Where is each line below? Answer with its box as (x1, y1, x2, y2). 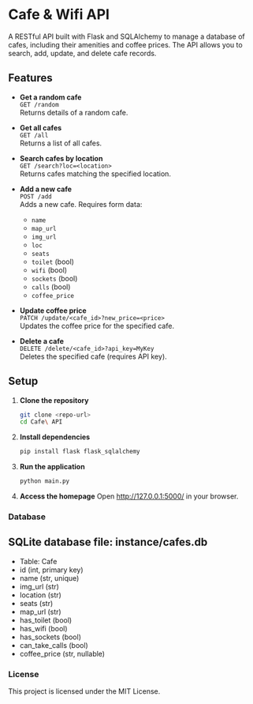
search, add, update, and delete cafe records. (8, 48, 157, 58)
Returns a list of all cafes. (19, 138, 102, 148)
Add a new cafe (19, 184, 73, 194)
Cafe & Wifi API (8, 6, 110, 24)
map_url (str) (19, 607, 61, 616)
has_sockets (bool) (19, 632, 81, 642)
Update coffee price (19, 306, 87, 315)
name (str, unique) (19, 573, 80, 582)
